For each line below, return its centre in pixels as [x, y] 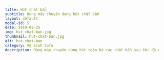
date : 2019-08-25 [23, 28]
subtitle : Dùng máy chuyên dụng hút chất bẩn [52, 14]
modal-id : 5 [17, 23]
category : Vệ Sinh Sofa [29, 45]
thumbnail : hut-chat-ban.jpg [35, 37]
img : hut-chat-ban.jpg [28, 32]
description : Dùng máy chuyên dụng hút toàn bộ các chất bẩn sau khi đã [81, 50]
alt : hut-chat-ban [24, 41]
